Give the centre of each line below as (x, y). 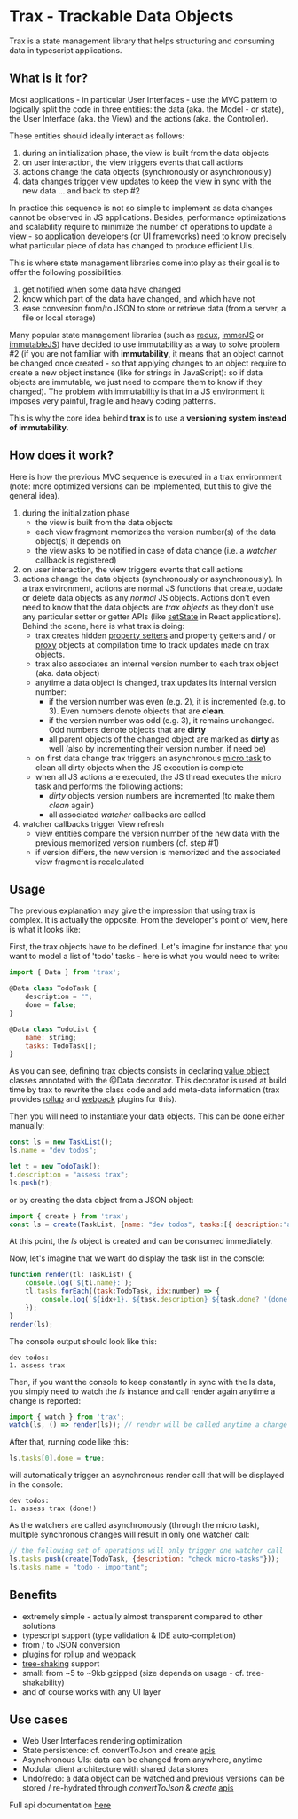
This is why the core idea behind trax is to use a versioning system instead (148, 418)
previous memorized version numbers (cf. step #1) (127, 843)
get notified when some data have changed (102, 289)
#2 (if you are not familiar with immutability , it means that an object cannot (146, 353)
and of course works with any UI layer (91, 1691)
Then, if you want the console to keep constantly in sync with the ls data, (143, 1382)
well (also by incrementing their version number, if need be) (157, 748)
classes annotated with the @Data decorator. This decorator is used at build (148, 1081)
